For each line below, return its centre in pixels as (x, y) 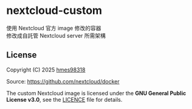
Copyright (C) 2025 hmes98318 (46, 70)
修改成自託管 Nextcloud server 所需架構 (56, 35)
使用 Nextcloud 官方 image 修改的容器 (54, 28)
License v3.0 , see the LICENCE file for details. (64, 99)
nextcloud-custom (54, 11)
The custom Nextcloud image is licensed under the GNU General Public (96, 93)
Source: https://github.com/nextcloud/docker (63, 81)
